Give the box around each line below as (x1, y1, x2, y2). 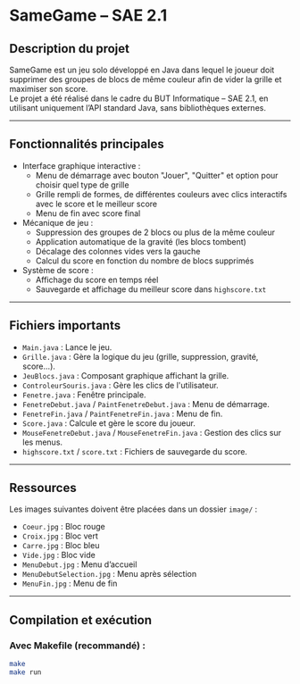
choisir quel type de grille (35, 179, 129, 190)
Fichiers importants (9, 318, 121, 333)
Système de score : (21, 264, 94, 275)
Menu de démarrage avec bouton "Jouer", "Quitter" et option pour (35, 170, 279, 180)
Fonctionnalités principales (9, 137, 165, 152)
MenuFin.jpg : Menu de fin (21, 578, 118, 589)
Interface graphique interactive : (21, 160, 141, 171)
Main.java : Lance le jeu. (21, 341, 112, 353)
